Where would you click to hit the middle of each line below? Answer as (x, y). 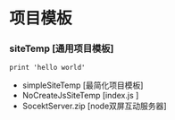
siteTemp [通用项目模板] (62, 48)
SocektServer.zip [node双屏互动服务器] (94, 106)
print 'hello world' (48, 68)
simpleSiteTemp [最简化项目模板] (83, 85)
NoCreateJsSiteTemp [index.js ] (80, 96)
